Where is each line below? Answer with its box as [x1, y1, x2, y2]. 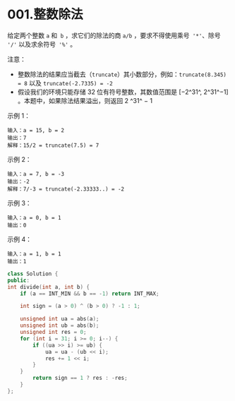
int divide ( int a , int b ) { [7, 283, 90, 290]
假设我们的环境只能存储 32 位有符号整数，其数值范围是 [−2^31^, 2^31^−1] [17, 88, 229, 96]
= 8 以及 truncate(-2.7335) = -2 [17, 78, 113, 87]
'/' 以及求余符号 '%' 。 [7, 40, 76, 48]
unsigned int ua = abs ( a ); [20, 316, 100, 323]
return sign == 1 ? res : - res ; [32, 375, 128, 382]
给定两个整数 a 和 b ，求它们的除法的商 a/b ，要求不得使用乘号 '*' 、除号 [7, 31, 221, 40]
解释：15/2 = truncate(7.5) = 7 [7, 142, 100, 149]
